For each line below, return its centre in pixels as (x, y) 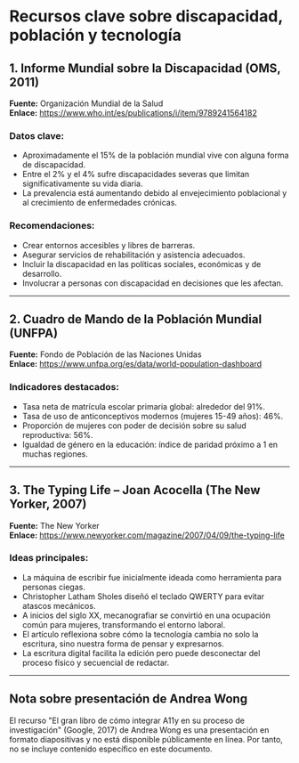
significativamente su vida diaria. (83, 183)
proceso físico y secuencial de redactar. (96, 662)
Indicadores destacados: (65, 387)
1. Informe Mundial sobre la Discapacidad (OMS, (145, 68)
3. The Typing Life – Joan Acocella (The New (135, 490)
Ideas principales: (49, 558)
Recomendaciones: (52, 226)
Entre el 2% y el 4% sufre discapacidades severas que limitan (136, 175)
